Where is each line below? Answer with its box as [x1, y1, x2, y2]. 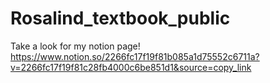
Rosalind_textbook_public [10, 7, 231, 30]
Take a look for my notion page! [10, 40, 141, 52]
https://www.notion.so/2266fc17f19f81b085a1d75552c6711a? [10, 50, 260, 62]
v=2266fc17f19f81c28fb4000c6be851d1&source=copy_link [10, 61, 252, 73]
